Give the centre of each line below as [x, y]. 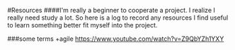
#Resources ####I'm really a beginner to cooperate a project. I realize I [111, 10]
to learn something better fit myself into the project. [82, 25]
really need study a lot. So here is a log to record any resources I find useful [118, 18]
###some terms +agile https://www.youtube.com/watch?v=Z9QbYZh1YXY [116, 39]
